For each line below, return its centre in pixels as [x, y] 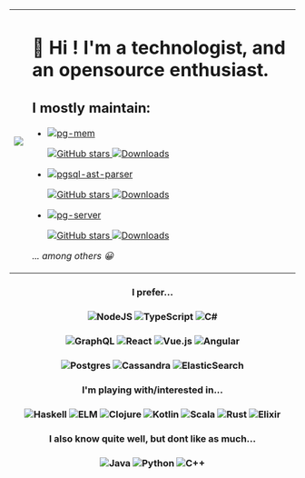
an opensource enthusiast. [151, 70]
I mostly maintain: [91, 108]
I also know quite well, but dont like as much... [152, 438]
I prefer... [152, 293]
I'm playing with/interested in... [152, 390]
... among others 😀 [73, 256]
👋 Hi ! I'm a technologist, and [159, 47]
